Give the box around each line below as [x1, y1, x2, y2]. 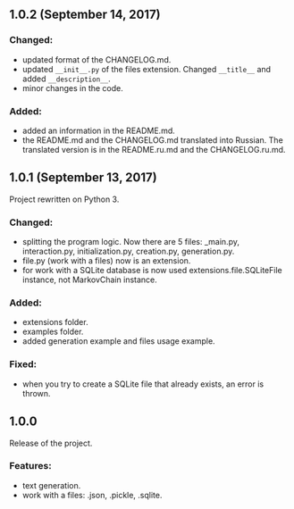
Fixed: [9, 358, 38, 371]
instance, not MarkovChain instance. [21, 274, 158, 285]
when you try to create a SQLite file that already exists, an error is [21, 379, 265, 389]
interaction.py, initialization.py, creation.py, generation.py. [21, 246, 235, 257]
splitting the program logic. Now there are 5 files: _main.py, [21, 237, 239, 247]
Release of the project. [9, 438, 93, 448]
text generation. [21, 480, 81, 490]
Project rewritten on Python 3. [9, 194, 120, 204]
